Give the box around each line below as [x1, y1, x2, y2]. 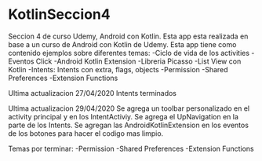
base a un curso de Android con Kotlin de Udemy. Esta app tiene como [8, 39, 237, 49]
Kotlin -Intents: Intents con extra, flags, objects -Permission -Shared [8, 64, 229, 74]
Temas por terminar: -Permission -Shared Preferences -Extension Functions [8, 144, 254, 153]
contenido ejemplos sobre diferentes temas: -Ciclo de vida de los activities [8, 48, 249, 57]
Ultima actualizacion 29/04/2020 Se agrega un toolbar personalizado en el [8, 104, 249, 113]
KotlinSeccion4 [8, 5, 111, 24]
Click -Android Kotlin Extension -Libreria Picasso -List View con [35, 57, 242, 66]
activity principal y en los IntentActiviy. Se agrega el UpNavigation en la [8, 112, 239, 121]
